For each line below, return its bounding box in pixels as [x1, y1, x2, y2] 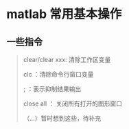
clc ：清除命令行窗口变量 [23, 70, 94, 78]
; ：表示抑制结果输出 [23, 85, 82, 93]
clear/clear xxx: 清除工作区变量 [23, 56, 111, 63]
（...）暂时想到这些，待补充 [23, 115, 101, 122]
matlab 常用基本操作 [6, 6, 122, 22]
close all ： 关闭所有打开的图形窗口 [23, 99, 123, 108]
